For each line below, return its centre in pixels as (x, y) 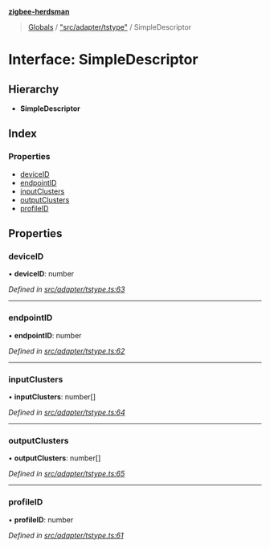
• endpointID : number (45, 335)
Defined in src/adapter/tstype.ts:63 (67, 289)
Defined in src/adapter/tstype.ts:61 (66, 535)
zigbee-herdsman (39, 12)
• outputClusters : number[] (55, 458)
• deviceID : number (41, 274)
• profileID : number (41, 519)
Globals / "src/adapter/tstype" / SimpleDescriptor (110, 27)
